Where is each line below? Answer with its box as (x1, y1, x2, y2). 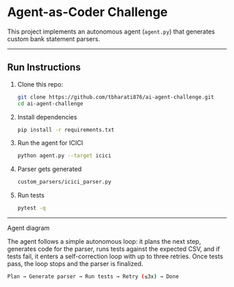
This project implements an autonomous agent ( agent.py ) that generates (7, 27, 215, 36)
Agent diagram (7, 224, 50, 232)
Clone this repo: (17, 80, 63, 88)
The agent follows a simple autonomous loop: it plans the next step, (7, 237, 201, 245)
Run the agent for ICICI (17, 139, 84, 147)
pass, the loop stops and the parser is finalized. (7, 260, 143, 267)
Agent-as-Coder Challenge (7, 4, 169, 20)
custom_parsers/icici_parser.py (17, 179, 111, 186)
